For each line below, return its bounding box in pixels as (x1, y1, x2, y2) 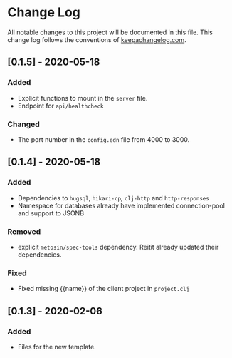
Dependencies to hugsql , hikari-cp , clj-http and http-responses (17, 193, 210, 202)
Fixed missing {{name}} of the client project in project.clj (17, 285, 190, 293)
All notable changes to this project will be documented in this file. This (7, 28, 213, 36)
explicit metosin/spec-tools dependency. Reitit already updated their (17, 242, 219, 251)
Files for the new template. (17, 342, 96, 351)
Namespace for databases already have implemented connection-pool (17, 201, 226, 210)
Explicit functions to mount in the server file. (17, 93, 148, 102)
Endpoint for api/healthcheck (17, 101, 104, 110)
